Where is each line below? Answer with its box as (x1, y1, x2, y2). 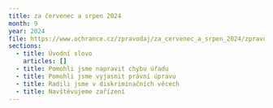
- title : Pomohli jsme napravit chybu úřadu (15, 65, 169, 73)
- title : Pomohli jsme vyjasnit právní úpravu (15, 72, 176, 80)
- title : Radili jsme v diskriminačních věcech (15, 80, 180, 88)
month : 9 (8, 19, 38, 28)
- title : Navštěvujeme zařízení (15, 87, 126, 96)
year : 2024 (8, 27, 45, 35)
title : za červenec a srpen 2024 (8, 11, 122, 20)
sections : (8, 42, 42, 50)
